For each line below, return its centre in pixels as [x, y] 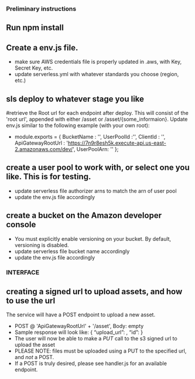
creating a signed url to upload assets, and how [94, 291]
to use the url [31, 301]
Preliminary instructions [41, 9]
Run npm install [35, 28]
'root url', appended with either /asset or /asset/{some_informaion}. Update [97, 119]
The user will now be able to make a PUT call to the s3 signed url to [96, 339]
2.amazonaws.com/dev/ [44, 149]
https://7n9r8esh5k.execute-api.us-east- [117, 143]
